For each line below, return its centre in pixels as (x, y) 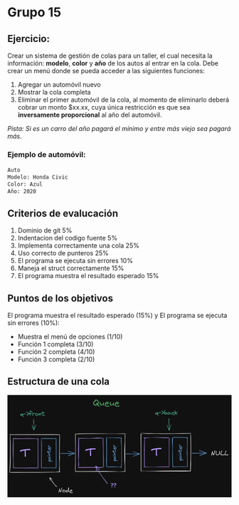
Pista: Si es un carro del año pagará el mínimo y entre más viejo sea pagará (119, 128)
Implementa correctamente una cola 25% (79, 245)
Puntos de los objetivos (60, 298)
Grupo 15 (34, 12)
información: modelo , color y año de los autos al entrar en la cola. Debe (113, 63)
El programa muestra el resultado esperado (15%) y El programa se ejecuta (117, 315)
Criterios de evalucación (63, 213)
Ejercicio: (28, 39)
